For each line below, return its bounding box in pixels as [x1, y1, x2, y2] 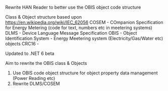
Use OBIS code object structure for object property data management [12, 70, 158, 76]
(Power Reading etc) [12, 75, 55, 81]
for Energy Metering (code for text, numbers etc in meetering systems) [5, 25, 152, 31]
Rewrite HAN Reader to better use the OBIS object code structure [5, 5, 141, 10]
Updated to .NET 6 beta [5, 50, 54, 56]
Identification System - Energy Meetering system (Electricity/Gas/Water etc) [5, 35, 163, 41]
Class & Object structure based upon [5, 14, 82, 20]
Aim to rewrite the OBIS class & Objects [5, 60, 87, 66]
